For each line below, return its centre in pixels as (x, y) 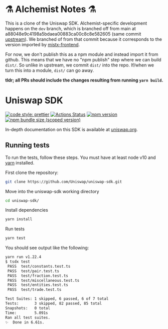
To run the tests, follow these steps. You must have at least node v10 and (81, 157)
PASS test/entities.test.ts (38, 285)
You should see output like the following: (47, 248)
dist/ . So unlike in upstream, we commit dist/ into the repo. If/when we (80, 65)
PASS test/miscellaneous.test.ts (43, 280)
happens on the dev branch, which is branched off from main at (71, 28)
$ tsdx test (18, 262)
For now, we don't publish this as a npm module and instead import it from (82, 54)
